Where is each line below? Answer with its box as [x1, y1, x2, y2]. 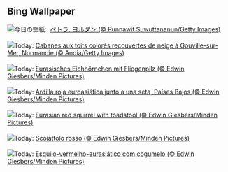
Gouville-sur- [180, 41, 218, 50]
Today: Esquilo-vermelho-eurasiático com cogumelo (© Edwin [14, 150, 194, 158]
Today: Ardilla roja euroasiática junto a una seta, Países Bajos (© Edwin [14, 87, 220, 96]
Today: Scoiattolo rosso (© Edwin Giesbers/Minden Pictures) [14, 134, 190, 142]
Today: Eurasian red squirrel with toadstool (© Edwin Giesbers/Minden [14, 110, 218, 119]
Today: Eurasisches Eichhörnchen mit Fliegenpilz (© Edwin [14, 64, 185, 73]
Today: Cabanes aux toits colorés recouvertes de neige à [14, 41, 179, 50]
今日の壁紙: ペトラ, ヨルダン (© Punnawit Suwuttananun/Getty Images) [14, 24, 221, 34]
